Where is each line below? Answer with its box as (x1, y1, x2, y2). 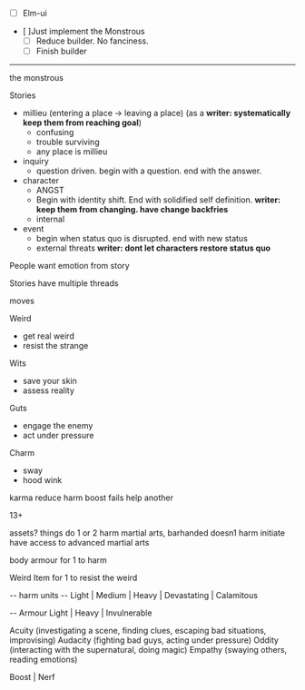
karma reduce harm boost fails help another (9, 492, 174, 503)
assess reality (22, 385, 75, 396)
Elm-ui (22, 8, 47, 18)
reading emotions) (9, 654, 78, 665)
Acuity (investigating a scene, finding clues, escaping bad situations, (9, 626, 267, 636)
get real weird (22, 330, 74, 341)
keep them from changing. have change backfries (35, 204, 229, 215)
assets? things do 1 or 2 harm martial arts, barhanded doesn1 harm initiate (9, 527, 286, 538)
